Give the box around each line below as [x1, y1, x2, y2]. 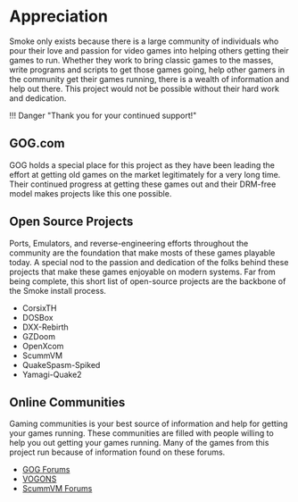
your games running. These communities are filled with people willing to [9, 428, 274, 439]
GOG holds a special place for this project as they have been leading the [9, 159, 275, 171]
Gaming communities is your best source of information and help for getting [9, 418, 288, 430]
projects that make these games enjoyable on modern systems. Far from [9, 266, 276, 277]
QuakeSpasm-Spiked [21, 359, 101, 370]
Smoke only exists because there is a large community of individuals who [9, 36, 279, 46]
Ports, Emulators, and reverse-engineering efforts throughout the [9, 238, 249, 248]
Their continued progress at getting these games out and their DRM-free [9, 179, 277, 189]
